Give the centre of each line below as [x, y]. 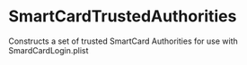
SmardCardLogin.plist [49, 50]
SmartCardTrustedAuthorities [123, 16]
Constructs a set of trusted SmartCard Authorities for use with [123, 41]
